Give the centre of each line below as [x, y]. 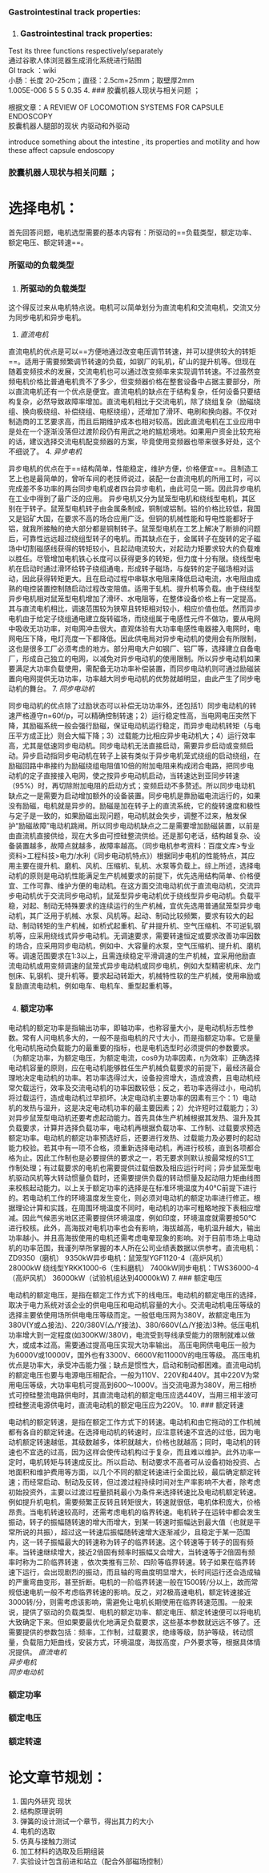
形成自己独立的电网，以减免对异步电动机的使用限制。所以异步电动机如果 [141, 659]
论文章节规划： [58, 1777]
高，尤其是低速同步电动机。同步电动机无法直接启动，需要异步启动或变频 [127, 746]
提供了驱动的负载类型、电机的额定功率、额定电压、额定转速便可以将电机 [141, 1612]
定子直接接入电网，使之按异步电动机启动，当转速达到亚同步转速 [134, 776]
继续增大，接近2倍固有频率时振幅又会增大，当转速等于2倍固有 [146, 1552]
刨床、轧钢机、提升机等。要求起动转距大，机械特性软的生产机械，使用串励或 [134, 976]
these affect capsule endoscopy [61, 150]
